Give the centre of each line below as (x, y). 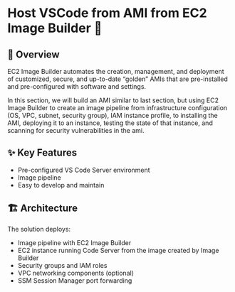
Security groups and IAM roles (62, 265)
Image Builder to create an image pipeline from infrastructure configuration (117, 108)
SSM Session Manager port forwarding (75, 280)
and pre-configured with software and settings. (77, 86)
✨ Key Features (42, 153)
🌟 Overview (33, 54)
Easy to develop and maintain (61, 185)
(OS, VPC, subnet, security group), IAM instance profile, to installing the (113, 115)
